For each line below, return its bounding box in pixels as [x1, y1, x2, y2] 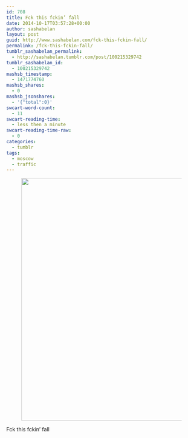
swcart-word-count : [6, 104, 56, 111]
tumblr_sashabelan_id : [6, 59, 63, 66]
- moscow [11, 155, 34, 161]
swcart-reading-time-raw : [6, 127, 71, 133]
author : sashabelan [6, 25, 56, 32]
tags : [6, 150, 20, 156]
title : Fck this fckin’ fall [6, 15, 80, 21]
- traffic [11, 161, 36, 167]
